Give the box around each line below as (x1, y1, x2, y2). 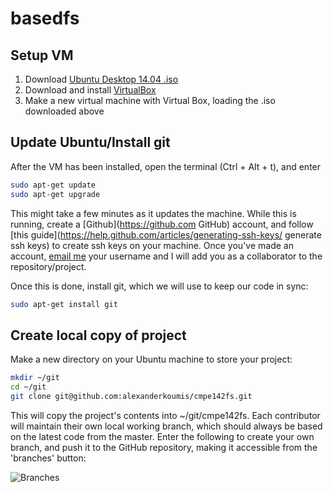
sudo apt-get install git (10, 299, 118, 309)
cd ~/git (10, 382, 47, 392)
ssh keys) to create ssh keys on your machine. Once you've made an (10, 239, 294, 251)
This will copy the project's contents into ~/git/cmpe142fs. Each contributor (10, 409, 321, 421)
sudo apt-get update (10, 180, 97, 190)
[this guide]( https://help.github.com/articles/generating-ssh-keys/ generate (10, 228, 322, 241)
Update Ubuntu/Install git (10, 134, 171, 151)
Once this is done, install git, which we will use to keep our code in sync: (10, 280, 309, 292)
